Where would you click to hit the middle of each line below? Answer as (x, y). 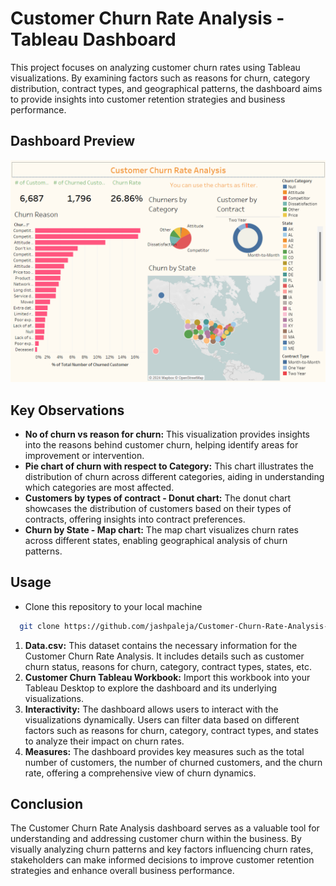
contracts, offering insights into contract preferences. (135, 519)
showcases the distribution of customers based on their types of (158, 508)
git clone (39, 626)
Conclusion (47, 804)
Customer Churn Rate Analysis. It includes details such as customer (164, 656)
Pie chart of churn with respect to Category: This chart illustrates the (169, 466)
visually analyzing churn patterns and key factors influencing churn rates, (162, 849)
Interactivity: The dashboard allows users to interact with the (151, 709)
